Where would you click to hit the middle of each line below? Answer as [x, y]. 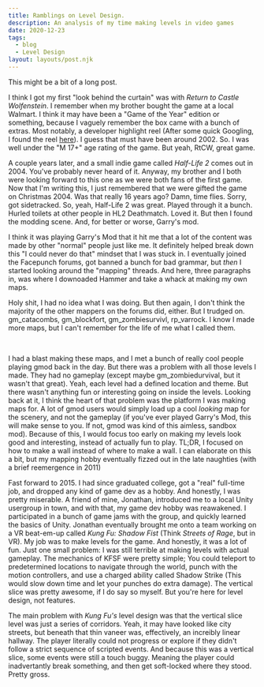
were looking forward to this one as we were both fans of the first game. [125, 179]
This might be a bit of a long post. [63, 82]
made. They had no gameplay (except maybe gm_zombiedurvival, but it [124, 375]
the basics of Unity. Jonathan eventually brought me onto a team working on [132, 524]
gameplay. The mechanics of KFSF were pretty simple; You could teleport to [132, 558]
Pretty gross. [29, 674]
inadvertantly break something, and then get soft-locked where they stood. [130, 666]
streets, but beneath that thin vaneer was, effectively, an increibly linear [125, 632]
